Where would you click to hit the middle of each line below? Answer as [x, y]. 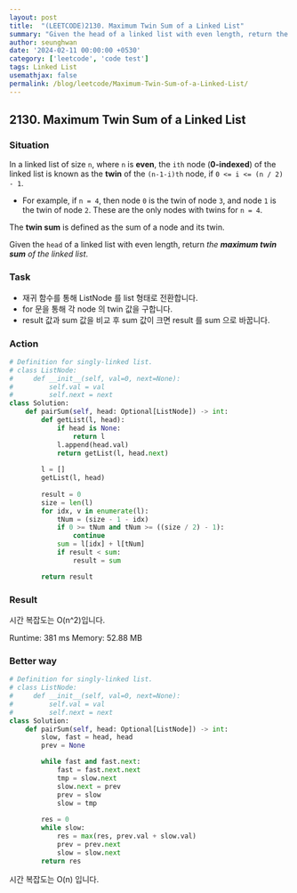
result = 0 [61, 494]
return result [67, 576]
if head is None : [89, 428]
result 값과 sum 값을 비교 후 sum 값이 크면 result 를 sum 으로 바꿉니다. [146, 320]
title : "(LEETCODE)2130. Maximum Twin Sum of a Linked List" [127, 26]
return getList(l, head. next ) [112, 453]
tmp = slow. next [87, 778]
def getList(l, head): [83, 420]
